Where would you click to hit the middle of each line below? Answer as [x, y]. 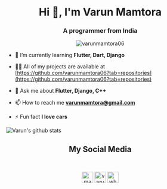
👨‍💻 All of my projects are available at [60, 67]
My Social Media [100, 149]
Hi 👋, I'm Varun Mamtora [100, 12]
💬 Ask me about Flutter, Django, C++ [61, 91]
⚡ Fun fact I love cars [41, 117]
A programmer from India [100, 31]
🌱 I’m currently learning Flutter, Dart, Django [70, 55]
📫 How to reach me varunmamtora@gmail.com [75, 103]
